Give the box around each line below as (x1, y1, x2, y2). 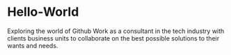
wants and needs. (7, 41, 58, 49)
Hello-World (7, 4, 79, 20)
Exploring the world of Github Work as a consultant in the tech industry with (7, 27, 225, 35)
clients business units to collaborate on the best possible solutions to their (7, 34, 220, 42)
